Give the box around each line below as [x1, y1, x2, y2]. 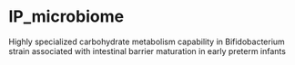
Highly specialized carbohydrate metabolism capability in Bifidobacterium [8, 36, 286, 47]
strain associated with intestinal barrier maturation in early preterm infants [8, 45, 286, 56]
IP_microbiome [8, 6, 125, 27]
